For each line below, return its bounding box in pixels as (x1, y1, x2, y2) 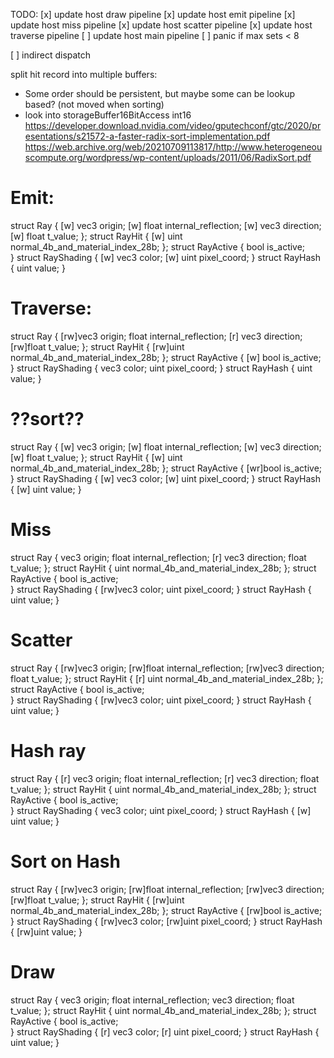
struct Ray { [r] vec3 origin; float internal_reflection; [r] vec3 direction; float (10, 772, 320, 784)
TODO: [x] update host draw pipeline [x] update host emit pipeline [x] (10, 9, 296, 20)
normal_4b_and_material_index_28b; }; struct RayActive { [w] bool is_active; (10, 351, 322, 363)
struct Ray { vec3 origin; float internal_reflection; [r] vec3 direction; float (10, 551, 307, 563)
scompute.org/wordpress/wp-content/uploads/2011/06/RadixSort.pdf (24, 152, 312, 163)
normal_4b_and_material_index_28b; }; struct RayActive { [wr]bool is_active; (10, 462, 323, 474)
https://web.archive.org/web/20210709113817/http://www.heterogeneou (24, 141, 323, 153)
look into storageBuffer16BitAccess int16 (24, 109, 192, 121)
